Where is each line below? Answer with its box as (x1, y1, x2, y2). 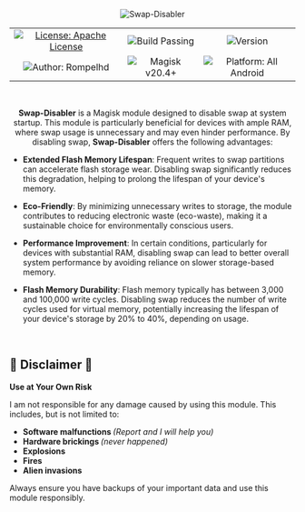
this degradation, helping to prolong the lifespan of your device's (22, 174, 265, 184)
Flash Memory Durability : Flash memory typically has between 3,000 (22, 285, 284, 295)
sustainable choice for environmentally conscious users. (22, 220, 234, 231)
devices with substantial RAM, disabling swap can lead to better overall (22, 247, 290, 258)
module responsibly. (9, 492, 85, 503)
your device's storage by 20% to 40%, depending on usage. (22, 314, 250, 324)
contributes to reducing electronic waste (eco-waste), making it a (22, 210, 268, 221)
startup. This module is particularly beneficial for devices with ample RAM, (13, 117, 292, 127)
